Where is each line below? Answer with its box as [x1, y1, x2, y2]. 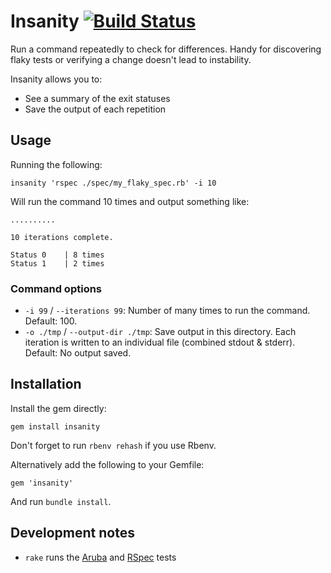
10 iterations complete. [10, 232, 114, 242]
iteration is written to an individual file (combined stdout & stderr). [24, 336, 296, 349]
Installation [10, 376, 82, 393]
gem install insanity [10, 421, 101, 432]
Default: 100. [24, 315, 78, 327]
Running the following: [10, 158, 103, 170]
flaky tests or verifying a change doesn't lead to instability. [10, 53, 252, 65]
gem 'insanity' [10, 478, 74, 488]
